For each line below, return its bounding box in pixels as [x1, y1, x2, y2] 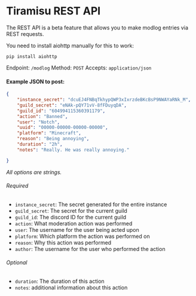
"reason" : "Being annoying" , [17, 136, 90, 142]
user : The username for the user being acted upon [14, 226, 139, 233]
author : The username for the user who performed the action [14, 245, 166, 252]
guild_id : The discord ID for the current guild [14, 213, 127, 221]
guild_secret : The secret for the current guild [14, 207, 127, 214]
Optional [6, 259, 27, 266]
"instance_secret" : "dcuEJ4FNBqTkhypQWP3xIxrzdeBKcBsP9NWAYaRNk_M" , [17, 97, 191, 103]
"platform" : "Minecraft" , [17, 130, 82, 136]
